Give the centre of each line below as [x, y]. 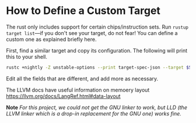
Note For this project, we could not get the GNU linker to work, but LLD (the [97, 107]
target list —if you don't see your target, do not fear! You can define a [92, 33]
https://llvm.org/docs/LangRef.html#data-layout [63, 96]
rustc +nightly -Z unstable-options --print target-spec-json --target [95, 67]
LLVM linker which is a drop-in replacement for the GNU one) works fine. [94, 113]
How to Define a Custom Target [83, 11]
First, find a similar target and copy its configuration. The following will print [97, 50]
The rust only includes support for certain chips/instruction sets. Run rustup [97, 27]
